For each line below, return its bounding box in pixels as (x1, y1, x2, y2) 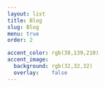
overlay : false (13, 69, 68, 76)
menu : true (7, 30, 39, 37)
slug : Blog (7, 23, 39, 30)
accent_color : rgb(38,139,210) (7, 50, 99, 57)
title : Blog (7, 17, 42, 24)
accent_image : (7, 56, 49, 64)
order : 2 (7, 37, 33, 44)
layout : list (7, 10, 46, 18)
